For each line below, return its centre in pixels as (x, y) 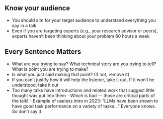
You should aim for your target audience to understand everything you (84, 20)
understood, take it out (35, 85)
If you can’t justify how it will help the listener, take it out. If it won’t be (83, 80)
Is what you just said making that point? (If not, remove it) (71, 74)
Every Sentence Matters (43, 52)
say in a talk (24, 25)
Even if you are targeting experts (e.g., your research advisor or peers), (85, 31)
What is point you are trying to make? (50, 69)
